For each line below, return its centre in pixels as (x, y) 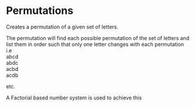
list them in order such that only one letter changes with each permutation (95, 44)
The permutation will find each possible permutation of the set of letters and (98, 38)
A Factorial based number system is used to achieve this (74, 98)
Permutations (40, 11)
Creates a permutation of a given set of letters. (62, 27)
